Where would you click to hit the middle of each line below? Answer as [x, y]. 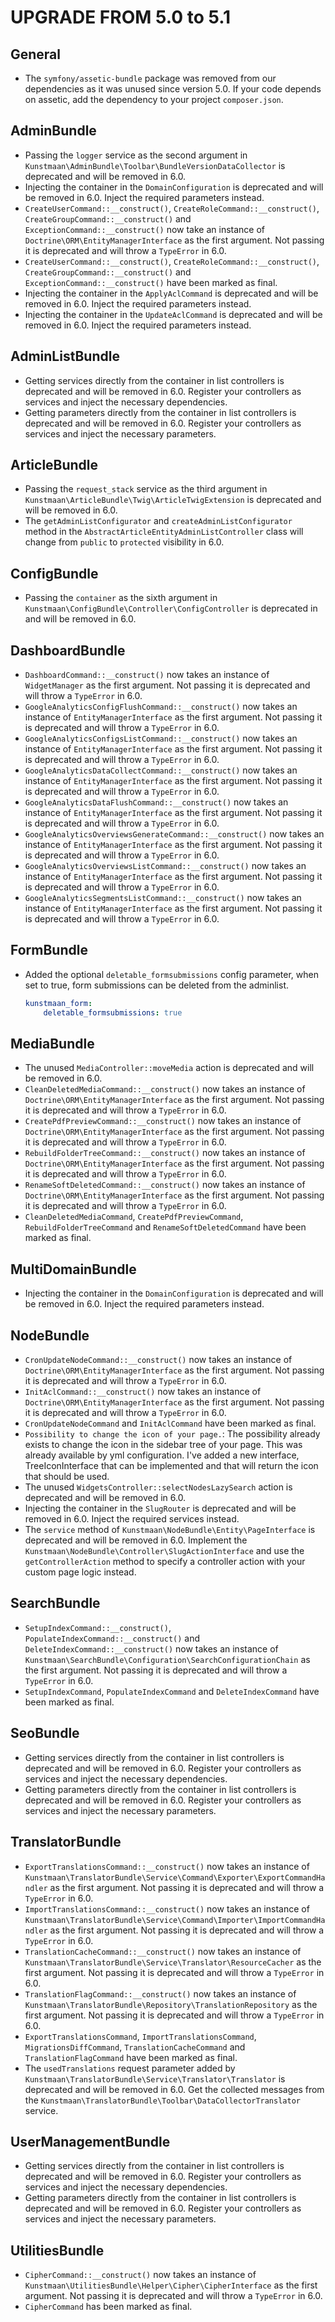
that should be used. [67, 1477]
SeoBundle [45, 1733]
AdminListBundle [65, 356]
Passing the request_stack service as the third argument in [146, 489]
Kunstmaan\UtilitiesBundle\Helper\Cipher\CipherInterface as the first [171, 2285]
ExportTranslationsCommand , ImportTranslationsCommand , [140, 2036]
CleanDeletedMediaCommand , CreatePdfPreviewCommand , [134, 1217]
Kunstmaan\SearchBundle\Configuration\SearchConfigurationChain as [167, 1659]
